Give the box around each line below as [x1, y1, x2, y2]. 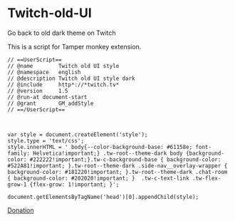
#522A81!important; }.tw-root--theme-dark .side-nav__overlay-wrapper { [7, 162, 228, 169]
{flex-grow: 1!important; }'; [29, 180, 120, 188]
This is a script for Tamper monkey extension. [7, 42, 142, 51]
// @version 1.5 [7, 87, 69, 94]
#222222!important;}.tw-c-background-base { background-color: [29, 155, 221, 163]
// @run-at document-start [7, 93, 88, 101]
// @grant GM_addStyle [7, 100, 94, 107]
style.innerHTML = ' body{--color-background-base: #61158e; [7, 143, 193, 150]
